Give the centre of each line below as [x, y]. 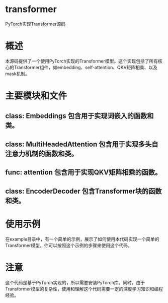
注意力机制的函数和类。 [41, 154]
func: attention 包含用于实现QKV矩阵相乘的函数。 [83, 172]
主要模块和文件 [36, 96]
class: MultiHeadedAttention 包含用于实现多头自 [82, 144]
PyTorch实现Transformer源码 [35, 24]
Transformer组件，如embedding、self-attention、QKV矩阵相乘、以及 [86, 67]
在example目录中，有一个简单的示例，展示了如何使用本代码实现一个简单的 [82, 239]
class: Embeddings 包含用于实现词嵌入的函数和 [79, 116]
